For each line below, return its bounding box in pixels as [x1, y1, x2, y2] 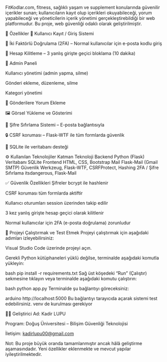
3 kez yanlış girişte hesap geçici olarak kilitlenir [5, 210, 104, 216]
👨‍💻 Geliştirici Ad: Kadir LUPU [5, 311, 66, 317]
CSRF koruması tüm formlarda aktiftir [5, 190, 83, 196]
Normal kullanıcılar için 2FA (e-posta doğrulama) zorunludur [5, 220, 131, 226]
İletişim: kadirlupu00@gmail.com [5, 330, 74, 336]
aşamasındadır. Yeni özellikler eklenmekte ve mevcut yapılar [5, 346, 131, 352]
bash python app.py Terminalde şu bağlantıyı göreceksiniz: [5, 285, 129, 292]
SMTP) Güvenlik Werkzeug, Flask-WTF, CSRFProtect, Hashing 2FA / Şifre [5, 164, 159, 171]
